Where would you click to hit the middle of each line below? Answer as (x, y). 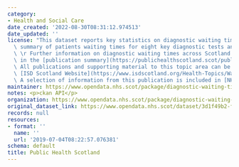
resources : (23, 119)
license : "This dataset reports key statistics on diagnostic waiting (114, 41)
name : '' (27, 133)
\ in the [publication (47, 60)
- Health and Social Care (46, 21)
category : (22, 14)
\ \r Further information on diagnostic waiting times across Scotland (122, 54)
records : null (28, 113)
